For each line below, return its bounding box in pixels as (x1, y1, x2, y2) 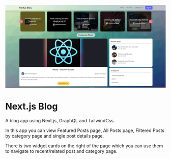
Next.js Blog (5, 101, 58, 112)
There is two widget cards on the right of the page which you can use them (5, 143, 163, 149)
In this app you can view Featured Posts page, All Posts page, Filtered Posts (5, 127, 164, 134)
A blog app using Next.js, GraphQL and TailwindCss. (5, 117, 115, 123)
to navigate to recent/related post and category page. (5, 148, 118, 154)
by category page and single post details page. (5, 132, 104, 139)
